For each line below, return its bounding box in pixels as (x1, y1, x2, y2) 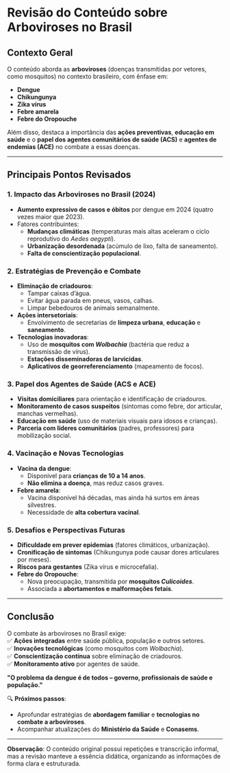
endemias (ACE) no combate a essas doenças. (7, 143, 140, 150)
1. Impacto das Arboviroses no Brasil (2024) (7, 190, 156, 199)
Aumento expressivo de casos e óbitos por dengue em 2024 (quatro (16, 205, 214, 214)
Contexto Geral (7, 47, 73, 58)
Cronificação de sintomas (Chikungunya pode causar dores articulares (16, 548, 220, 556)
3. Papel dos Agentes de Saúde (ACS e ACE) (7, 379, 156, 389)
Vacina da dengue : (16, 464, 72, 472)
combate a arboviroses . (16, 717, 86, 726)
